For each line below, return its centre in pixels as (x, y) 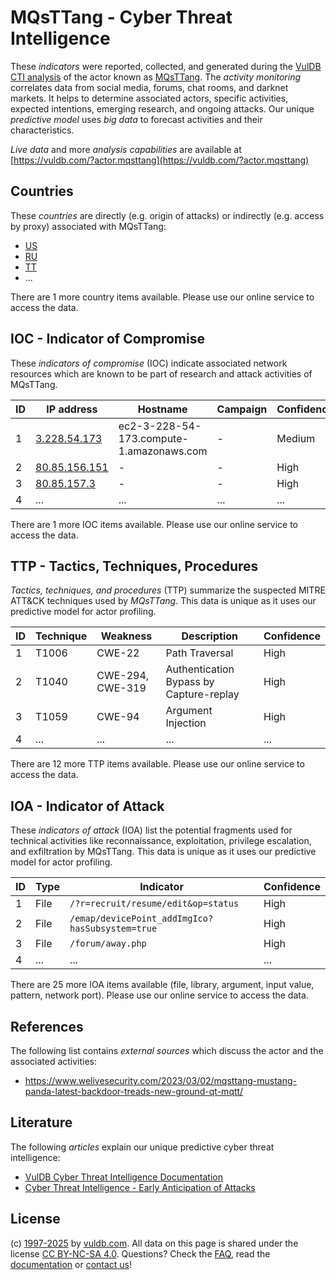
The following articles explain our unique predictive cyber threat (142, 1147)
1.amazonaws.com (163, 451)
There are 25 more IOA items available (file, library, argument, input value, (162, 985)
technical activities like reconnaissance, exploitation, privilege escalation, (161, 841)
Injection (186, 723)
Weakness (126, 636)
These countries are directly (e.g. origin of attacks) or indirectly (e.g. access (167, 215)
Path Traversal (199, 653)
